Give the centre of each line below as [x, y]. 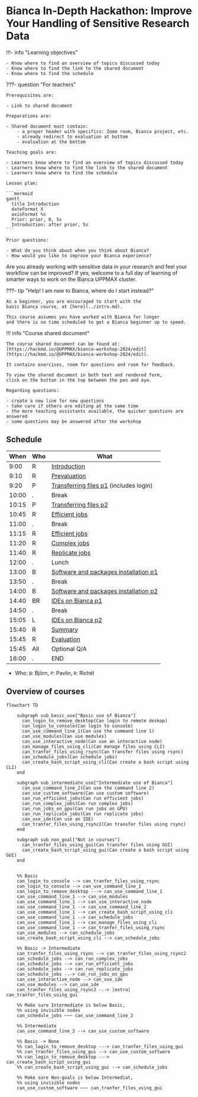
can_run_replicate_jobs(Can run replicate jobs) [83, 814]
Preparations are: [29, 116]
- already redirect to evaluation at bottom [72, 137]
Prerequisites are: [30, 95]
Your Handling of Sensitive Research [98, 23]
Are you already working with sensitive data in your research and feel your [97, 267]
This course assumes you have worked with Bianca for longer [83, 317]
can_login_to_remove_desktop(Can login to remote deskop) [95, 720]
